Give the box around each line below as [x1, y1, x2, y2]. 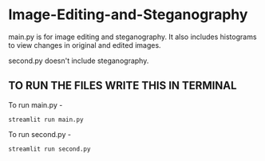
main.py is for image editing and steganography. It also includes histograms [8, 32, 257, 41]
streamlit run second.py [8, 145, 91, 153]
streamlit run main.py [8, 116, 84, 124]
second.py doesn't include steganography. [8, 56, 149, 65]
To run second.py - [8, 129, 72, 139]
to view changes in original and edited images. [8, 40, 161, 49]
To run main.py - [8, 100, 63, 109]
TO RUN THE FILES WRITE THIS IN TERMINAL [8, 79, 237, 92]
